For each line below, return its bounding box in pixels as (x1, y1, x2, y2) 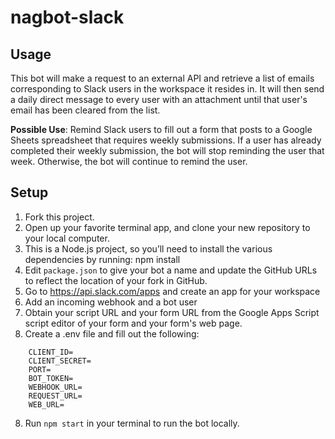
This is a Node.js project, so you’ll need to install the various (24, 242, 273, 255)
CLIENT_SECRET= (28, 356, 92, 366)
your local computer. (24, 232, 110, 244)
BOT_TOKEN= (28, 373, 74, 383)
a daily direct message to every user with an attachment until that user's (10, 94, 308, 105)
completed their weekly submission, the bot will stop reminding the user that (10, 145, 325, 156)
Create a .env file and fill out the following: (24, 327, 200, 340)
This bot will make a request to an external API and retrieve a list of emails (10, 72, 315, 84)
